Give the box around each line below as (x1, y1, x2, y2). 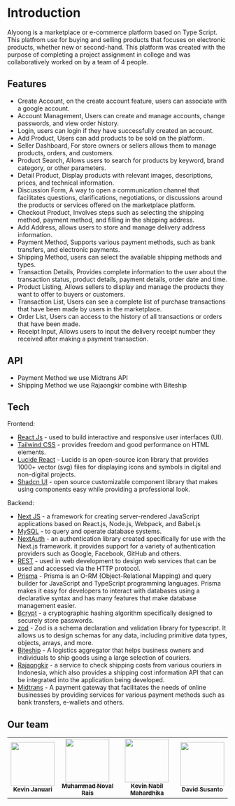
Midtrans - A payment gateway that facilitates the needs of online (17, 684, 206, 692)
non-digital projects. (17, 470, 76, 479)
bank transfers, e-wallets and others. (17, 698, 124, 707)
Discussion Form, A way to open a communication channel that (17, 185, 199, 194)
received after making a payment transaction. (17, 334, 149, 343)
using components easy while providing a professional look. (17, 485, 191, 494)
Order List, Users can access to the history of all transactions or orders (17, 312, 222, 320)
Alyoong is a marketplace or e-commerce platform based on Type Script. (7, 28, 218, 36)
